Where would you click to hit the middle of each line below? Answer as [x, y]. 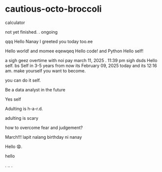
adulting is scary [22, 118]
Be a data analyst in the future [35, 89]
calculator [15, 22]
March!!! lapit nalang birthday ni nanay [43, 137]
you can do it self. [23, 80]
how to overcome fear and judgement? [44, 128]
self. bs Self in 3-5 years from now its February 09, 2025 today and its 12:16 [81, 65]
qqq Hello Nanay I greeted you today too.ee [49, 41]
